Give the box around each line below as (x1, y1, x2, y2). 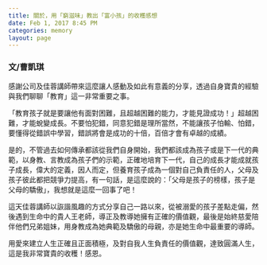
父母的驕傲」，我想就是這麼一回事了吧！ (8, 185, 137, 194)
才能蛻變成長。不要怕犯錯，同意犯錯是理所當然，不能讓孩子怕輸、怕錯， (21, 118, 259, 127)
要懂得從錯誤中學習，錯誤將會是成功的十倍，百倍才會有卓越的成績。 (8, 128, 231, 138)
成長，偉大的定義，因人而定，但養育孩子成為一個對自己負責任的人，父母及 (14, 165, 259, 174)
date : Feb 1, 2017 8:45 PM (8, 19, 98, 27)
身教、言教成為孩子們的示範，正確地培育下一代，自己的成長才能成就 (29, 154, 252, 164)
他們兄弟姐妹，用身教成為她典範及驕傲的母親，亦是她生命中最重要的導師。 (14, 221, 259, 231)
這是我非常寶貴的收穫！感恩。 (8, 248, 106, 258)
